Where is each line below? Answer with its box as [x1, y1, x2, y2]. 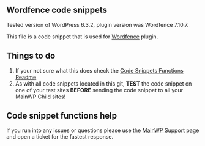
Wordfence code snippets [6, 5, 107, 15]
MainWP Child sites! [15, 93, 66, 100]
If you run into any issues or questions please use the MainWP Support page [6, 126, 199, 134]
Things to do [6, 51, 56, 61]
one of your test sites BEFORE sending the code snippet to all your [15, 86, 184, 93]
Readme [15, 73, 37, 81]
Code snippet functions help [6, 111, 117, 121]
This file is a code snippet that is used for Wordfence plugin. [6, 33, 158, 40]
